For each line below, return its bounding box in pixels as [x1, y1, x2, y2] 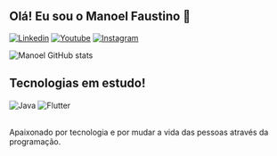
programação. [9, 136, 61, 147]
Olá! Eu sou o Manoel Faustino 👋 [9, 9, 191, 24]
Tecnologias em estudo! [9, 76, 146, 91]
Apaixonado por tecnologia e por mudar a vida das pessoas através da [9, 127, 269, 138]
